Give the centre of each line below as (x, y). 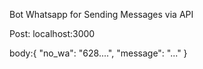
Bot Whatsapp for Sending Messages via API (101, 14)
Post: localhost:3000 (52, 33)
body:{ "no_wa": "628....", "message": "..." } (98, 53)
